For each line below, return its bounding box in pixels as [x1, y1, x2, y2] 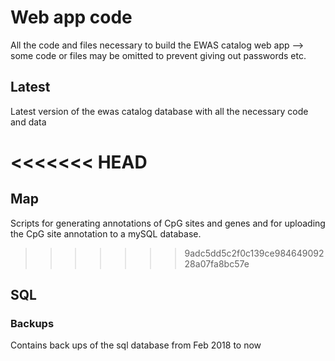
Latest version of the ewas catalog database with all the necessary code [10, 105, 309, 117]
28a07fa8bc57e [184, 257, 250, 270]
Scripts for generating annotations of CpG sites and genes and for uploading [10, 217, 326, 229]
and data [10, 116, 47, 128]
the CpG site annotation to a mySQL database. [10, 227, 202, 240]
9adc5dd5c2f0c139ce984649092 [184, 247, 325, 259]
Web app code [10, 6, 133, 29]
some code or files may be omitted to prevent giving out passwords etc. [10, 49, 307, 61]
